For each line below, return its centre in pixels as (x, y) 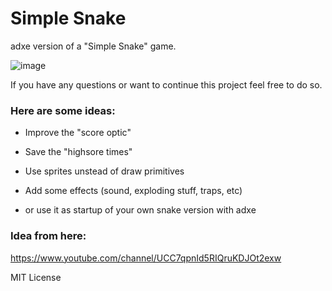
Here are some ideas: (63, 110)
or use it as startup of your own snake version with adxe (140, 210)
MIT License (36, 277)
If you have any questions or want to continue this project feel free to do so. (166, 84)
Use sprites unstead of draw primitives (104, 171)
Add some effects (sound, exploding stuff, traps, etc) (133, 191)
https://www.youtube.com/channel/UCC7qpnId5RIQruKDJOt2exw (146, 258)
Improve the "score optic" (78, 133)
